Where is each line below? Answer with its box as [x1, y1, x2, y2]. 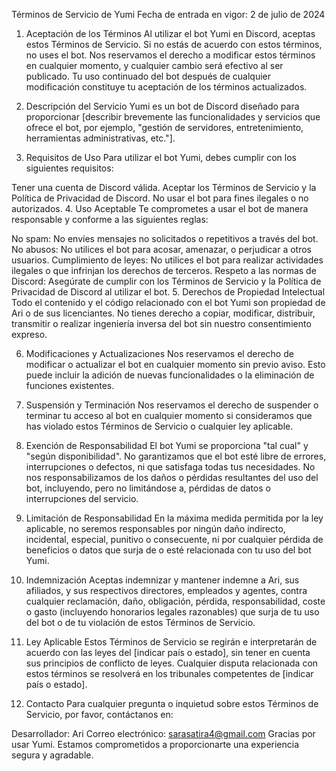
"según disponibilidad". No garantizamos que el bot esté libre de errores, [25, 450, 327, 462]
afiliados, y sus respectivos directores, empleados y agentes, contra [25, 585, 308, 596]
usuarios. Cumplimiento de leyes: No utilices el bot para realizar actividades [11, 254, 324, 266]
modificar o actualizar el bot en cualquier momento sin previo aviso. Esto [25, 359, 326, 370]
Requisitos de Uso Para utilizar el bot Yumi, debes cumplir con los [25, 152, 297, 163]
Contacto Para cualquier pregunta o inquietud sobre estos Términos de [25, 698, 319, 709]
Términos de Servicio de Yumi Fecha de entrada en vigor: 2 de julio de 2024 [11, 9, 326, 20]
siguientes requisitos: [25, 162, 114, 174]
